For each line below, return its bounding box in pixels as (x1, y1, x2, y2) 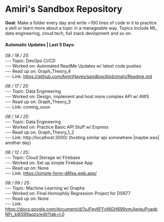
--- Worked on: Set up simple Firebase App (5, 160, 93, 166)
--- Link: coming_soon (5, 104, 51, 110)
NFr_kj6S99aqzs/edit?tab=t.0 (5, 211, 65, 218)
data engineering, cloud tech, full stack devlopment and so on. (5, 30, 132, 36)
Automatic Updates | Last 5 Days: (5, 41, 75, 47)
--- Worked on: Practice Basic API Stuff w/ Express (5, 124, 109, 130)
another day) (5, 140, 31, 146)
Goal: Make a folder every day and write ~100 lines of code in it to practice (5, 20, 157, 26)
